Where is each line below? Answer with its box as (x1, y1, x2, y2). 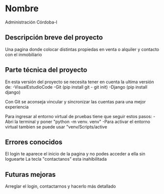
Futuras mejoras (5, 170, 56, 179)
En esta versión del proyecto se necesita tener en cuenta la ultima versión (5, 79, 154, 85)
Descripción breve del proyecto (5, 33, 103, 42)
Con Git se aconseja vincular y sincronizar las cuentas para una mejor (5, 98, 146, 104)
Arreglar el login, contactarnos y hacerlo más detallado (5, 183, 116, 189)
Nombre (5, 3, 39, 14)
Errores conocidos (5, 138, 63, 146)
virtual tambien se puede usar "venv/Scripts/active (5, 123, 108, 130)
